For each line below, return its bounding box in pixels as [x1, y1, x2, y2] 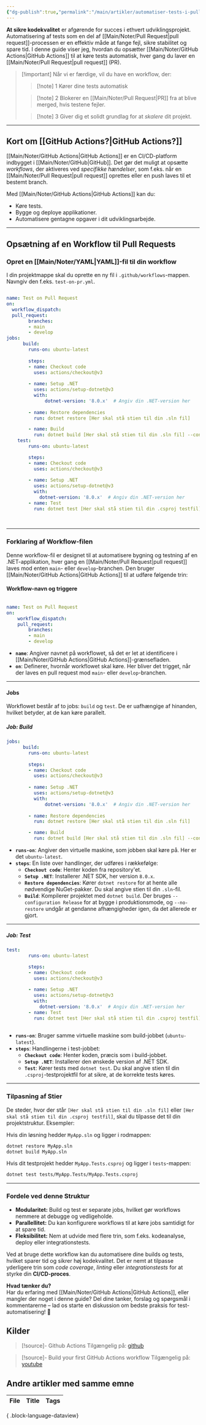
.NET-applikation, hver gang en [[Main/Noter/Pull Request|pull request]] [6, 558, 188, 565]
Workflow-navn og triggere [6, 585, 78, 593]
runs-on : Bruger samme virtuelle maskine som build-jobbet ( [15, 1032, 167, 1039]
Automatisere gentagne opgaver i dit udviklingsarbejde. [15, 216, 156, 223]
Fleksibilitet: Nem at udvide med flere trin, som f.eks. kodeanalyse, [15, 1232, 186, 1240]
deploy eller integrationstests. [15, 1238, 91, 1246]
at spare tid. [15, 1225, 46, 1233]
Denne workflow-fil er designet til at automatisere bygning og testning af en [6, 551, 198, 559]
